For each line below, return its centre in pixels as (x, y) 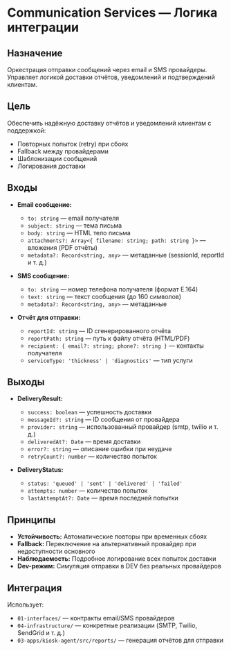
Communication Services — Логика (112, 13)
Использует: (26, 604)
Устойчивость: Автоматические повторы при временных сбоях (112, 536)
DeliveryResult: (40, 399)
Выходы (26, 382)
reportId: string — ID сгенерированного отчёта (99, 330)
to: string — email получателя (73, 218)
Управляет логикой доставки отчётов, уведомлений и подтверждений (111, 77)
